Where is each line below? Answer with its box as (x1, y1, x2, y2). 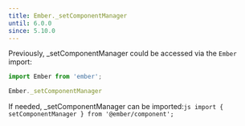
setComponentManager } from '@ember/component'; (8, 110, 174, 119)
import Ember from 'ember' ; (8, 73, 103, 81)
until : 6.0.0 (8, 19, 52, 27)
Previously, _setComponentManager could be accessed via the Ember (8, 49, 237, 59)
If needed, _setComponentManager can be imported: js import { (8, 102, 223, 112)
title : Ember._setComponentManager (8, 11, 128, 20)
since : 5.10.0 (8, 26, 56, 35)
